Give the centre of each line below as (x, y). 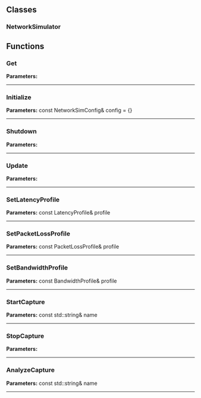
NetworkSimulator (33, 27)
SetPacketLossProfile (38, 234)
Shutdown (22, 131)
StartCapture (26, 302)
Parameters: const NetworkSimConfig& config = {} (69, 111)
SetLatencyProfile (33, 200)
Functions (25, 46)
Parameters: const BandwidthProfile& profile (62, 281)
